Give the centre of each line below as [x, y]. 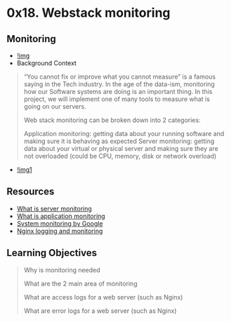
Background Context [46, 63]
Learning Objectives [52, 253]
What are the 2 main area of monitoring [80, 283]
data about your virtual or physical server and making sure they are [121, 148]
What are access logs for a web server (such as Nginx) [103, 297]
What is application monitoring [61, 216]
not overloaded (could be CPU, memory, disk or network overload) [120, 156]
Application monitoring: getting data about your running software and [124, 134]
